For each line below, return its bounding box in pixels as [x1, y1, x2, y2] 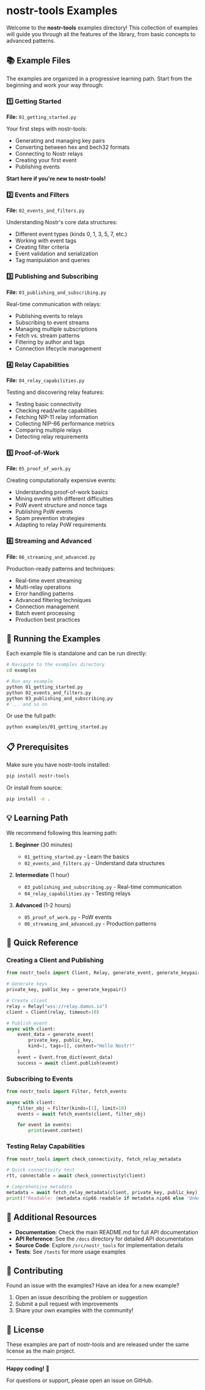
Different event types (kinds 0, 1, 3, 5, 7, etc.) [15, 230, 128, 238]
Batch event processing [15, 609, 75, 616]
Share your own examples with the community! [15, 1307, 134, 1314]
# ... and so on [6, 701, 48, 708]
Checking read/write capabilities [15, 407, 97, 414]
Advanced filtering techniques [15, 596, 92, 603]
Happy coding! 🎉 [6, 1365, 50, 1372]
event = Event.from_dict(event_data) [17, 1054, 113, 1060]
